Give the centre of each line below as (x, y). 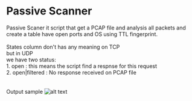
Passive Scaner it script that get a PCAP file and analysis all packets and (96, 28)
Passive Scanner (49, 11)
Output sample (25, 91)
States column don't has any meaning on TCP (63, 47)
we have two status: (31, 60)
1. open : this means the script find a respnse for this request (82, 66)
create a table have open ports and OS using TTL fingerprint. (82, 34)
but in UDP (20, 53)
